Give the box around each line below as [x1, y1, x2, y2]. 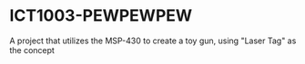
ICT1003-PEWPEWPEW [9, 5, 193, 26]
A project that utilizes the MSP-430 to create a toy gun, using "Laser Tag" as [9, 35, 297, 46]
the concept [9, 44, 55, 55]
